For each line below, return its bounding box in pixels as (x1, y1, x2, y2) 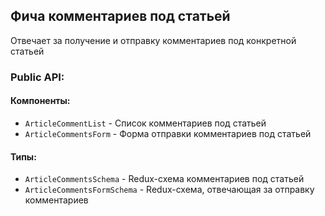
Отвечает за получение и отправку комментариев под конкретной (10, 34, 297, 46)
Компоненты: (10, 95, 71, 107)
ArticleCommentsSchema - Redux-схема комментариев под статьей (24, 173, 305, 185)
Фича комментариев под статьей (10, 8, 231, 25)
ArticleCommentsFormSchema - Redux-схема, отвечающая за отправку (24, 184, 315, 196)
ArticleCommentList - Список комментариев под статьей (24, 117, 267, 129)
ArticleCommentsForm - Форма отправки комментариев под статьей (24, 127, 312, 139)
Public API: (10, 70, 65, 84)
